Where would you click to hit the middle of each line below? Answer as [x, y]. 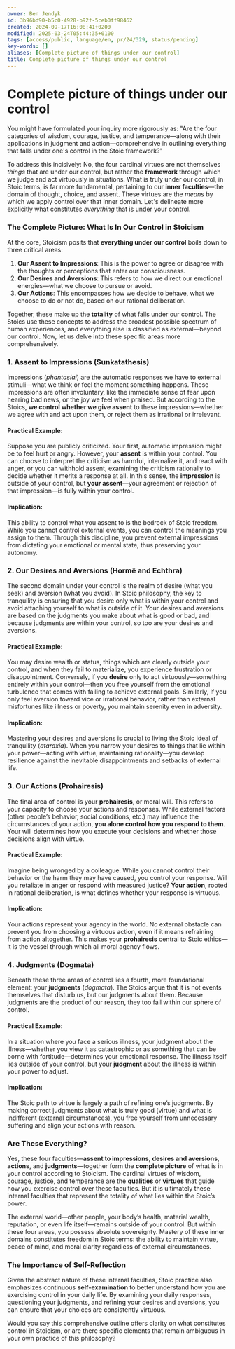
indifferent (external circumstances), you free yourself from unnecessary [112, 1118]
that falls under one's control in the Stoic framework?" [85, 151]
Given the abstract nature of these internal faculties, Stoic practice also [110, 1280]
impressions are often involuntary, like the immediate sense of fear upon [111, 392]
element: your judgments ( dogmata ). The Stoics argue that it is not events [114, 987]
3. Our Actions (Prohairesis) [55, 786]
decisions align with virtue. [46, 839]
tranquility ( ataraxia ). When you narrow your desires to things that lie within [116, 746]
